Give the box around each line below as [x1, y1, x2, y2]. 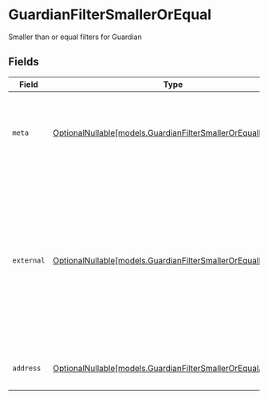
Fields [8, 55, 40, 69]
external [12, 255, 45, 265]
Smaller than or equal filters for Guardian [8, 32, 142, 41]
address [12, 363, 41, 373]
